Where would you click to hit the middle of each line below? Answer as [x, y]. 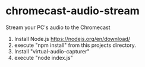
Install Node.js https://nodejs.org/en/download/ [72, 39]
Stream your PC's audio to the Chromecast [58, 27]
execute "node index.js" [43, 58]
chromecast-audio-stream [73, 11]
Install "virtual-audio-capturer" [52, 51]
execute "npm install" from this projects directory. [75, 45]
